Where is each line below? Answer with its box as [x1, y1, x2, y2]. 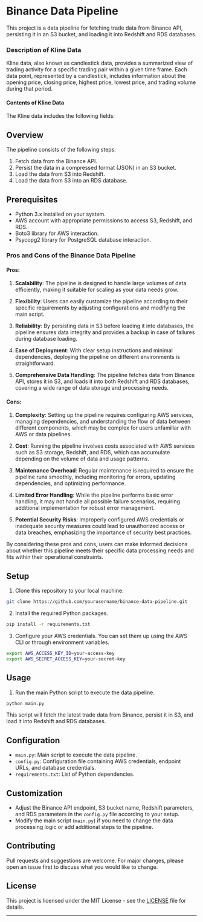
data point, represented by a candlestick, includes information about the [6, 73, 186, 80]
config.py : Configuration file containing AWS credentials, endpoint [14, 758, 181, 765]
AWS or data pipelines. [14, 431, 72, 438]
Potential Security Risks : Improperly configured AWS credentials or [14, 516, 184, 523]
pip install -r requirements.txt [6, 621, 91, 628]
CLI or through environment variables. [14, 639, 110, 646]
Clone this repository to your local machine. [14, 587, 124, 595]
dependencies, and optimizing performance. [14, 480, 126, 487]
